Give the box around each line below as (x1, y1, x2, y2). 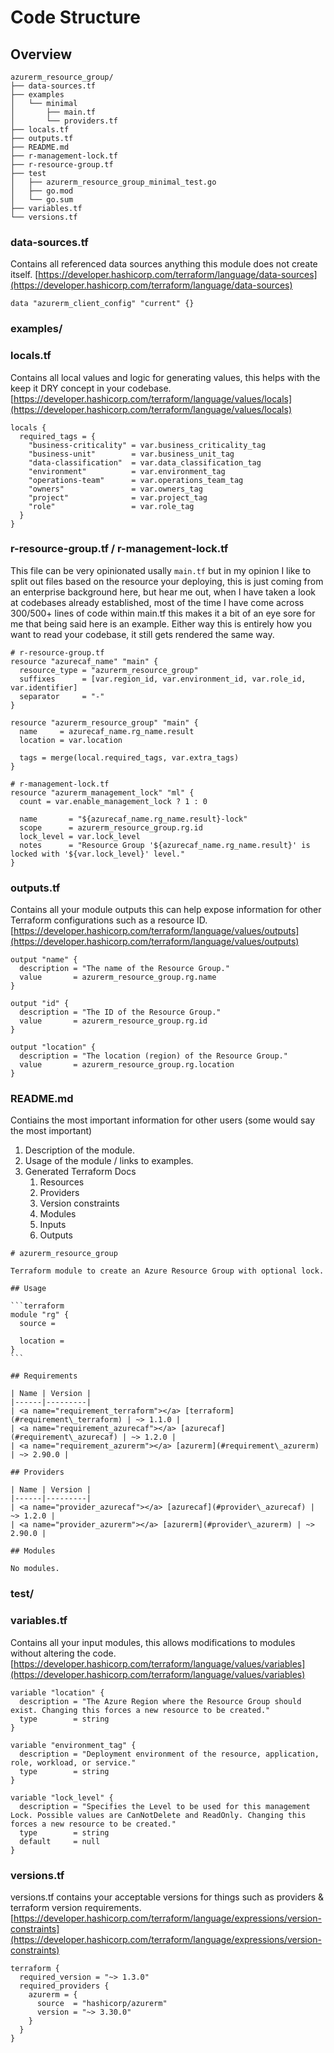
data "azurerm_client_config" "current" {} (10, 299, 195, 309)
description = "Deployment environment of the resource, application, (19, 1749, 320, 1759)
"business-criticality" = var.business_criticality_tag (28, 440, 267, 450)
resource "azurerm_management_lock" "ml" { (10, 787, 195, 798)
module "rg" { (10, 1310, 70, 1320)
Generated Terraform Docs (24, 1166, 137, 1178)
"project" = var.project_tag (28, 492, 208, 503)
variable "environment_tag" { (10, 1740, 137, 1750)
